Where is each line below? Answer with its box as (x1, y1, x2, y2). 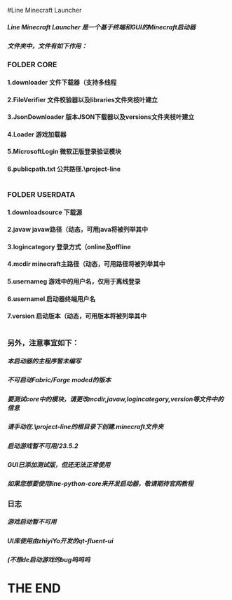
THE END (7, 580, 61, 596)
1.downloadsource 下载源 (7, 208, 83, 216)
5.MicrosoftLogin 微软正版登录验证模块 (7, 147, 121, 156)
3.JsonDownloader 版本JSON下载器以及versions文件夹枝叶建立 (7, 113, 195, 121)
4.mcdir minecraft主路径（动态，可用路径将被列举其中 (7, 260, 165, 268)
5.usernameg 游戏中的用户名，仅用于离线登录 (7, 277, 141, 286)
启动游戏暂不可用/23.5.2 (7, 441, 79, 450)
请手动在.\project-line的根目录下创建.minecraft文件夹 (7, 423, 164, 431)
